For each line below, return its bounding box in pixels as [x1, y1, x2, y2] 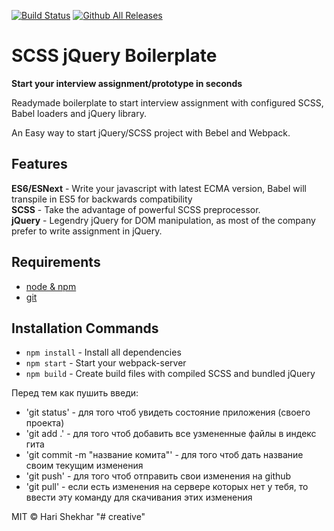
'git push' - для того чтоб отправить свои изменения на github [25, 470, 292, 482]
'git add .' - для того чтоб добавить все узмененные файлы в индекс [25, 428, 317, 440]
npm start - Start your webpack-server [25, 357, 187, 369]
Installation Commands [11, 320, 159, 337]
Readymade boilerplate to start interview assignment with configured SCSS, [11, 96, 324, 109]
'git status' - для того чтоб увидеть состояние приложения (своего [25, 406, 311, 419]
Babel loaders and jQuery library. [11, 107, 147, 119]
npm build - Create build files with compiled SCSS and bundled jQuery [25, 368, 316, 380]
